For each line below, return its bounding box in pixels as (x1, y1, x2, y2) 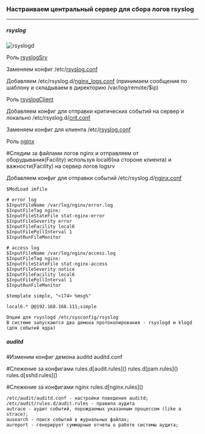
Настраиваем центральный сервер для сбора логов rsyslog (6, 5, 194, 13)
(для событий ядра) (6, 325, 56, 331)
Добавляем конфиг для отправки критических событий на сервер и (6, 107, 184, 115)
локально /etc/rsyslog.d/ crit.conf (6, 114, 91, 121)
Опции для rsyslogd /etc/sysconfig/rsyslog (6, 314, 119, 320)
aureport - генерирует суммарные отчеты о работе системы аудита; (6, 422, 179, 429)
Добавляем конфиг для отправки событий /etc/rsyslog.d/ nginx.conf (6, 175, 182, 182)
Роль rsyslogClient (6, 96, 54, 103)
